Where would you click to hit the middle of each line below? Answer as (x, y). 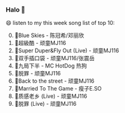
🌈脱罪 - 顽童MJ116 (38, 74)
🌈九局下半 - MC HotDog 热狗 (51, 66)
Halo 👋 (16, 10)
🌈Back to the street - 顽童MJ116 (55, 81)
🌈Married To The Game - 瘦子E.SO (58, 89)
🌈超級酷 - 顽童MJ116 (40, 43)
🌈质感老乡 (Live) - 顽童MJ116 (51, 96)
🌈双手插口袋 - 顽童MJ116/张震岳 (55, 58)
